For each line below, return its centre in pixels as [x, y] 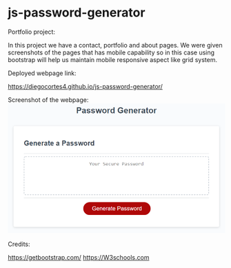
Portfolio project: [32, 32]
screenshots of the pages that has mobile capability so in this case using [111, 52]
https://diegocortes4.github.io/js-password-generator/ [85, 86]
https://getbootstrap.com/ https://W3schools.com [79, 257]
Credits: [19, 244]
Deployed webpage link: [42, 73]
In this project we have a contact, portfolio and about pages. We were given [115, 45]
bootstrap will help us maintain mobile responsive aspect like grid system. [113, 59]
